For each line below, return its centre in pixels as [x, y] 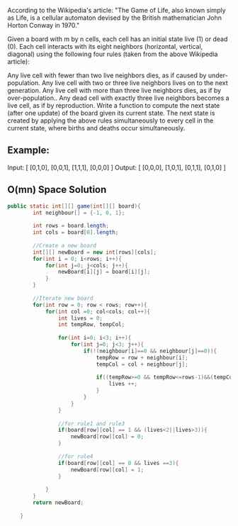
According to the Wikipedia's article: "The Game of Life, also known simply [117, 10]
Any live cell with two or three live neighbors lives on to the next [135, 83]
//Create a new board [65, 245]
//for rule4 [75, 457]
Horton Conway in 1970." [44, 25]
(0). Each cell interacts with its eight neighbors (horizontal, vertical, [105, 46]
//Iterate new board [63, 298]
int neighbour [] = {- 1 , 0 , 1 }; [79, 213]
